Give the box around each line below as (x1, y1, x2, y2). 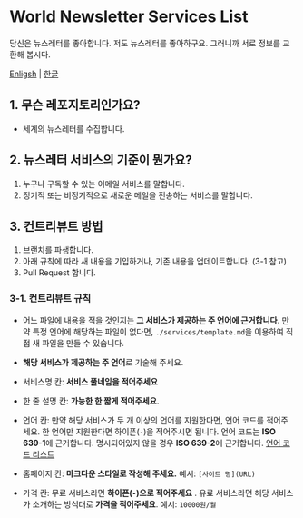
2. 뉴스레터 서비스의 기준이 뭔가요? (9, 153, 192, 168)
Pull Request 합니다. (22, 267, 97, 278)
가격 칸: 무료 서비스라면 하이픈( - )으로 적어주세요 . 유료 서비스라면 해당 (22, 487, 269, 498)
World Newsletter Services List (9, 6, 249, 27)
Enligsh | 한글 (9, 68, 59, 79)
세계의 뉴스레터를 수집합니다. (22, 123, 125, 134)
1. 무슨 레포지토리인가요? (9, 97, 141, 113)
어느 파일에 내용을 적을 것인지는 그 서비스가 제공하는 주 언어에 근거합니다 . (22, 314, 280, 325)
